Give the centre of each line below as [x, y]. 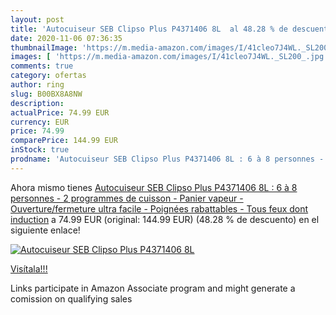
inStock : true [40, 150]
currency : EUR [40, 122]
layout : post [37, 19]
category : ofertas [48, 76]
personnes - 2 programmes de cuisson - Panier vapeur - [127, 198]
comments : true [42, 66]
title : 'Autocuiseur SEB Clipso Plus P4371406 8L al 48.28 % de [149, 29]
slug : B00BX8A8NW [46, 94]
